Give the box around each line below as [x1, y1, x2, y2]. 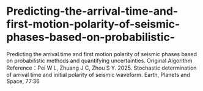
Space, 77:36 [6, 78, 40, 85]
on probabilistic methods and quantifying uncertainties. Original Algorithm [6, 57, 193, 64]
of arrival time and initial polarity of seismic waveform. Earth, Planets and [6, 71, 191, 78]
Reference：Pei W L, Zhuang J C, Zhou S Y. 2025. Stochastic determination [6, 64, 197, 71]
